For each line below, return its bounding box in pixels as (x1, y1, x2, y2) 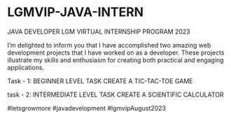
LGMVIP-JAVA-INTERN (7, 4, 144, 20)
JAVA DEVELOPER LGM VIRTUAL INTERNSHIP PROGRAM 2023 (7, 27, 190, 36)
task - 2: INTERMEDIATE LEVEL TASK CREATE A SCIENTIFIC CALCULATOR (7, 90, 224, 99)
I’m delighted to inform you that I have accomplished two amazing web (7, 41, 211, 49)
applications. (7, 63, 44, 71)
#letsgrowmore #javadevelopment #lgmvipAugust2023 (7, 104, 167, 112)
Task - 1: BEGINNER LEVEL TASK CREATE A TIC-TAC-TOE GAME (7, 76, 193, 85)
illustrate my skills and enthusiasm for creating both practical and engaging (7, 55, 224, 64)
